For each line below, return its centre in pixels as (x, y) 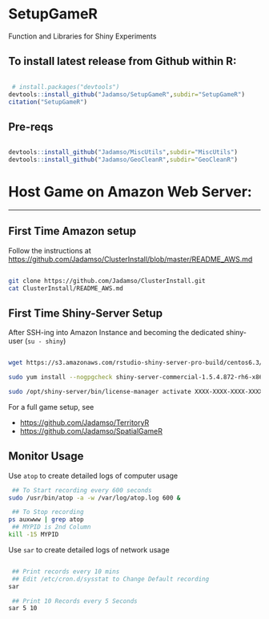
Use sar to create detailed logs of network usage (89, 549)
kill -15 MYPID (34, 535)
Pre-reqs (31, 126)
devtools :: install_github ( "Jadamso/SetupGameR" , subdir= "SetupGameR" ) (127, 94)
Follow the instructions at (50, 250)
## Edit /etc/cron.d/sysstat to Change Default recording (110, 579)
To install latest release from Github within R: (122, 61)
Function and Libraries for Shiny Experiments (82, 36)
